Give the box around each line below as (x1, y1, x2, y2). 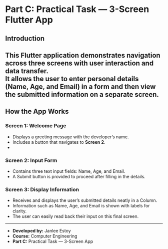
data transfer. (5, 67, 49, 75)
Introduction (5, 34, 45, 43)
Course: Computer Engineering (12, 233, 77, 239)
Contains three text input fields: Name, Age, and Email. (12, 168, 125, 174)
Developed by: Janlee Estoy (12, 228, 71, 234)
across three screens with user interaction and (5, 59, 154, 67)
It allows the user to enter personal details (5, 74, 139, 83)
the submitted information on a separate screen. (5, 90, 159, 99)
